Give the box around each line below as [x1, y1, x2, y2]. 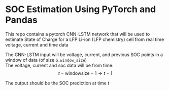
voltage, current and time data [5, 41, 69, 48]
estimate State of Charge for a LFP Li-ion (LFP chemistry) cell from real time [5, 36, 164, 42]
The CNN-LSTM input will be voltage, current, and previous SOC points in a [5, 52, 163, 58]
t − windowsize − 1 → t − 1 [58, 70, 113, 76]
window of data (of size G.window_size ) [5, 57, 87, 63]
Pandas [5, 14, 38, 26]
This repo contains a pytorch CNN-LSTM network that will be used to [5, 31, 150, 37]
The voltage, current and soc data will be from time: [5, 62, 114, 68]
